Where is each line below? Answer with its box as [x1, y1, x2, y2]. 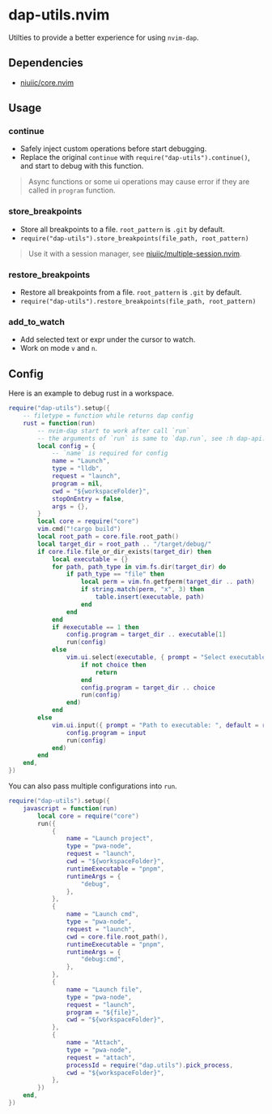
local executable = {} [51, 555, 129, 563]
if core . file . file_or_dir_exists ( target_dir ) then [37, 547, 212, 555]
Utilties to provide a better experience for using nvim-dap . [8, 32, 199, 42]
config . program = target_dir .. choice [80, 684, 216, 692]
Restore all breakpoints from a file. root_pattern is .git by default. [19, 287, 242, 297]
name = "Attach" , [66, 1038, 125, 1047]
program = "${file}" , [66, 1008, 139, 1017]
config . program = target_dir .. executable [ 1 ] [66, 631, 227, 639]
